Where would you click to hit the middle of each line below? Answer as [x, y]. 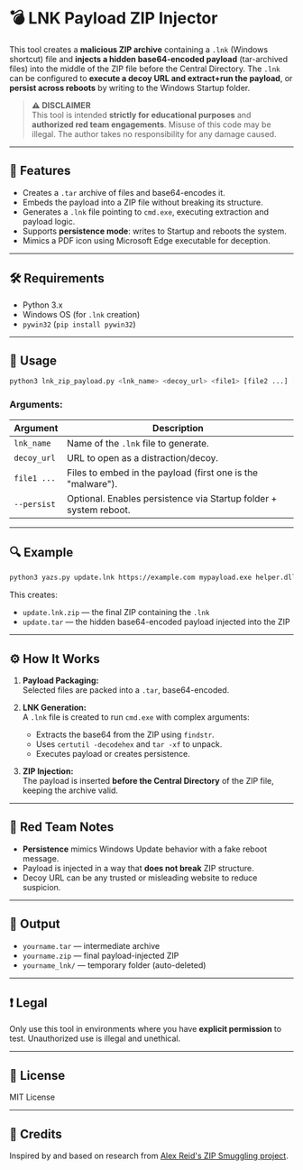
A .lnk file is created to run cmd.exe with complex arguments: [136, 717]
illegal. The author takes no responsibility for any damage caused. [154, 134]
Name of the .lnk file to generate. [138, 443]
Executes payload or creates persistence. [113, 754]
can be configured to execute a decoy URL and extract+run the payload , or [151, 78]
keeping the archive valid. [70, 790]
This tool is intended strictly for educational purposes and [141, 115]
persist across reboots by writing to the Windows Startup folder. [130, 88]
